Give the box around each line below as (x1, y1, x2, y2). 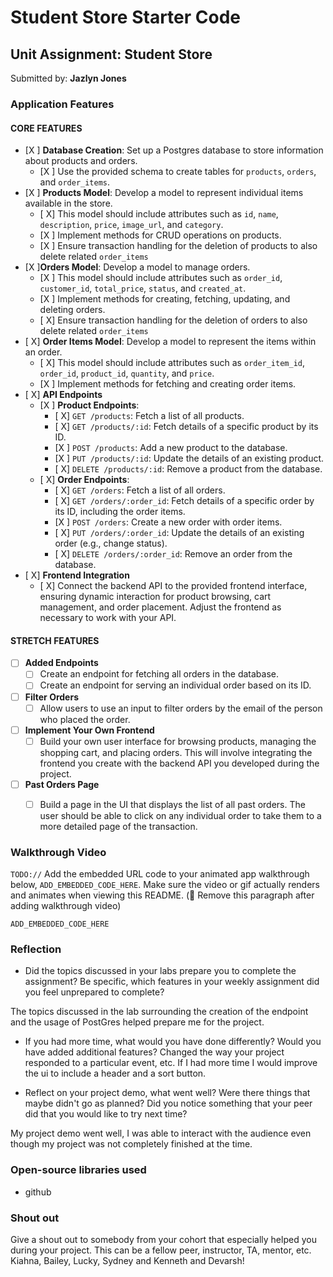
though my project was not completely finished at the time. (10, 1138, 253, 1150)
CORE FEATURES (10, 122, 83, 134)
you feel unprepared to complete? (24, 986, 165, 998)
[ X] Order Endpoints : (39, 474, 130, 486)
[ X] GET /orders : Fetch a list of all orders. (54, 484, 226, 496)
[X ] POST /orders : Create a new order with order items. (54, 516, 283, 528)
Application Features (10, 97, 115, 111)
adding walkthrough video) (10, 900, 122, 912)
